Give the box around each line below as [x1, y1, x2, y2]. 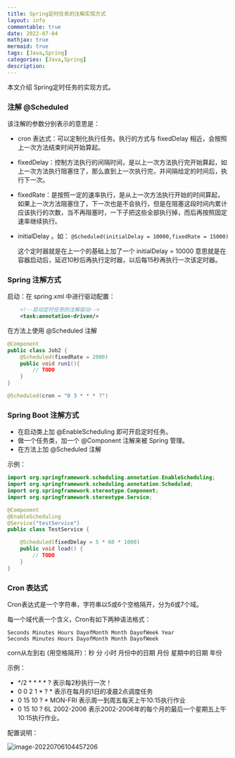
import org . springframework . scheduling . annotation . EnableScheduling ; [7, 474, 216, 482]
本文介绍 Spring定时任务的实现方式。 [7, 82, 115, 91]
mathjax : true [7, 37, 49, 44]
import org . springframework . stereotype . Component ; [7, 487, 159, 494]
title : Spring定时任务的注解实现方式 [7, 10, 106, 18]
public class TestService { [7, 526, 90, 533]
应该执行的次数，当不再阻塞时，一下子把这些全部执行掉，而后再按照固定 [17, 208, 227, 217]
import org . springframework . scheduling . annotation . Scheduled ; [7, 481, 193, 488]
